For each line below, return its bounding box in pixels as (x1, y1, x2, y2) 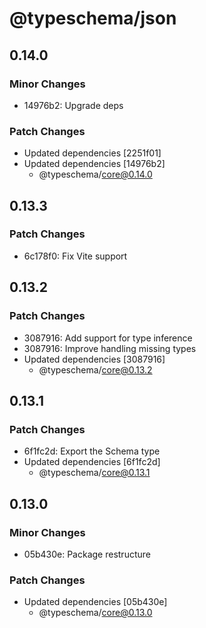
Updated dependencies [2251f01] (23, 147, 162, 159)
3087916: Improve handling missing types (23, 342, 197, 354)
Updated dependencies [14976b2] (23, 158, 166, 170)
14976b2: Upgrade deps (23, 99, 124, 111)
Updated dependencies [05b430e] (23, 596, 168, 608)
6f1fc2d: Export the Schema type (23, 445, 161, 457)
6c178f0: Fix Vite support (23, 250, 128, 262)
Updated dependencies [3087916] (23, 353, 166, 365)
